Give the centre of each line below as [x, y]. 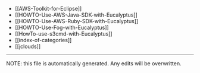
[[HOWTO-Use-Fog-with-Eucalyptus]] [62, 27]
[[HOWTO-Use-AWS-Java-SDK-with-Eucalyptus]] [76, 15]
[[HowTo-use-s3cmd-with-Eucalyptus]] [63, 34]
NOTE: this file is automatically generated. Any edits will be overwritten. [94, 64]
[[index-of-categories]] [43, 40]
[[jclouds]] [28, 46]
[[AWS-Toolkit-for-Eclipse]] [48, 9]
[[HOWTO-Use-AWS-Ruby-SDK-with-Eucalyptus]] [76, 21]
